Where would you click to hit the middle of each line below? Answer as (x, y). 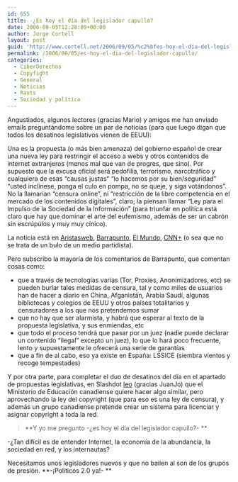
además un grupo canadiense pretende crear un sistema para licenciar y (113, 407)
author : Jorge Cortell (41, 34)
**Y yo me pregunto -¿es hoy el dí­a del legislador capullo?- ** (116, 428)
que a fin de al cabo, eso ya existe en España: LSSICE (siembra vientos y (124, 355)
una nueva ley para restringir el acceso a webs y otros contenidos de (108, 156)
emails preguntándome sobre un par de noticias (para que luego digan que (117, 127)
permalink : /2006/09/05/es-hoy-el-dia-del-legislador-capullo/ (103, 54)
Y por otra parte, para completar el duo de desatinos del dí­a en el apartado (117, 377)
